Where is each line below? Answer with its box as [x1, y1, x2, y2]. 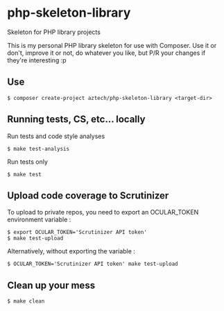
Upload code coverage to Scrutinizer [7, 190, 169, 201]
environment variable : [7, 215, 71, 224]
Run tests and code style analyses [7, 132, 105, 140]
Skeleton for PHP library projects [7, 28, 101, 36]
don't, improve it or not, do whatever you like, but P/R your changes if [7, 49, 206, 57]
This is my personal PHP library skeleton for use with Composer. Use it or [7, 41, 217, 49]
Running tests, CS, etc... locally [7, 113, 146, 126]
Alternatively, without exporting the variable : [7, 247, 135, 255]
